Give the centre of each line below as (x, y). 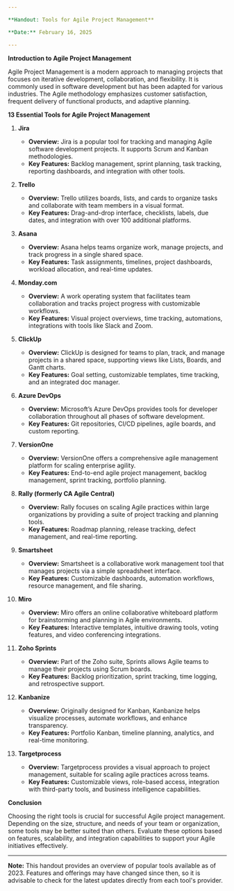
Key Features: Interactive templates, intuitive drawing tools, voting (124, 627)
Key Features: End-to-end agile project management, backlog (117, 472)
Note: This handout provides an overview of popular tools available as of (112, 865)
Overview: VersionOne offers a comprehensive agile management (123, 458)
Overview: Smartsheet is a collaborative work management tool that (126, 563)
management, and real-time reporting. (83, 536)
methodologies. (51, 156)
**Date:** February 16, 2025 (50, 32)
